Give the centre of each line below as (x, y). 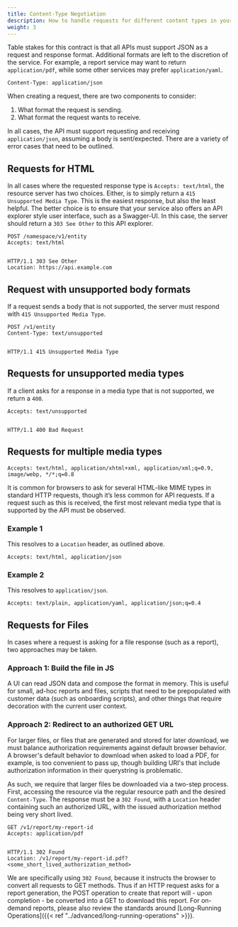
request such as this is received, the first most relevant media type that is (114, 502)
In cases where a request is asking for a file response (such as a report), (113, 642)
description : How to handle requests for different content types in (112, 21)
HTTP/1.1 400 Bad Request (45, 430)
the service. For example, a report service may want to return (97, 63)
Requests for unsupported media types (96, 374)
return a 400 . (25, 398)
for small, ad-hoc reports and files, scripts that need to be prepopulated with (119, 691)
